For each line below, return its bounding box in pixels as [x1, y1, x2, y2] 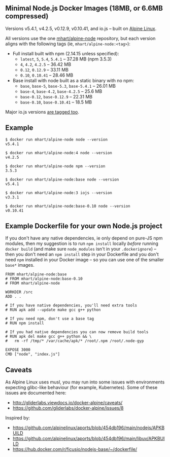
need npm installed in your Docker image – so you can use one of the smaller [5, 257, 164, 263]
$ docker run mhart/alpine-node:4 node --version [5, 150, 113, 155]
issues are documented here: [5, 390, 66, 396]
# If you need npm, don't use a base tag [5, 317, 94, 322]
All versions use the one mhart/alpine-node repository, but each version [5, 35, 156, 41]
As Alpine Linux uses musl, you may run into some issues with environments [5, 379, 165, 385]
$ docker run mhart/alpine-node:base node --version [5, 177, 119, 182]
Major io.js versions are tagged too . [5, 109, 80, 115]
